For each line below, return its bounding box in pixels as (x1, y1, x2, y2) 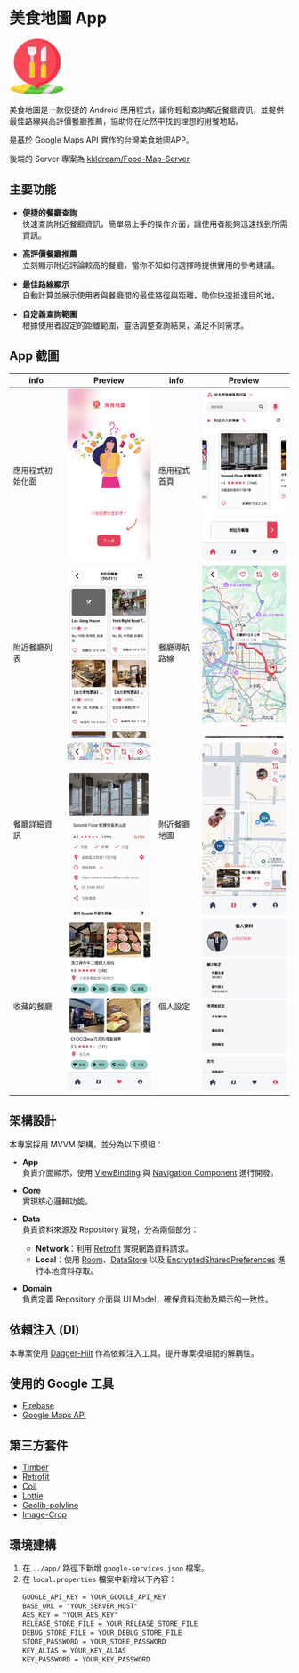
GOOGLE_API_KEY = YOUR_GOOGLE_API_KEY (21, 1593, 166, 1602)
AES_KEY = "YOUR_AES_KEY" (21, 1611, 118, 1620)
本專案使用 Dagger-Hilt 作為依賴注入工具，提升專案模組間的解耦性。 (9, 1347, 260, 1359)
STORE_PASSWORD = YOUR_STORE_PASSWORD (21, 1637, 166, 1646)
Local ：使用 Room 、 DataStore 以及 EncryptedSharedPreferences (35, 1253, 276, 1265)
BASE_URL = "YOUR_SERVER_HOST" (21, 1602, 139, 1611)
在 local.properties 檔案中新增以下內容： (21, 1574, 177, 1585)
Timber (21, 1462, 49, 1473)
